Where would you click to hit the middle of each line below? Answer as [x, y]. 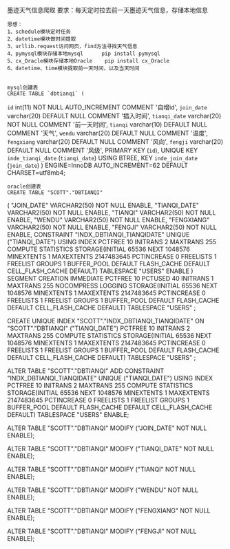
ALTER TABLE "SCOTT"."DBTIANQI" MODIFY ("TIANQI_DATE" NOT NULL [111, 449]
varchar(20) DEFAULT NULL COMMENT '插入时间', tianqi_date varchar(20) [114, 116]
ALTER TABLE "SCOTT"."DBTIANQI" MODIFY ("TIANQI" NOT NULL [102, 469]
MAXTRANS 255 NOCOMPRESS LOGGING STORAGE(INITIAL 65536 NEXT [113, 286]
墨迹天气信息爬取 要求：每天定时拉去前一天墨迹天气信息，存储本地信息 [107, 10]
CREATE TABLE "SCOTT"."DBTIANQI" [55, 193]
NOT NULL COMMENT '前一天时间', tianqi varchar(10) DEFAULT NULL [107, 125]
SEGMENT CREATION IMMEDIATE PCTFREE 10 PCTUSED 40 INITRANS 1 [111, 278]
